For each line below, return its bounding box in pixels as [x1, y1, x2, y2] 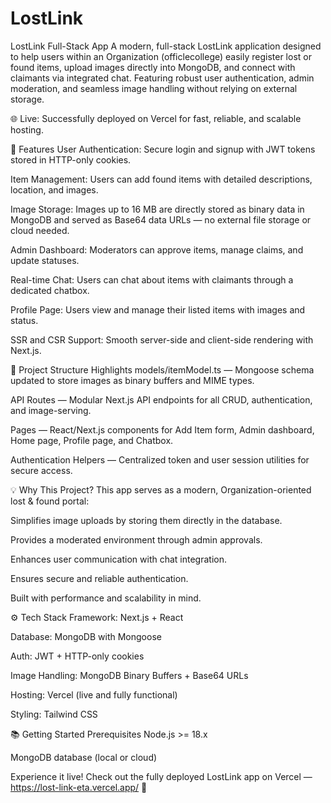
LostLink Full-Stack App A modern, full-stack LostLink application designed [10, 40, 322, 52]
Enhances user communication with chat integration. [10, 553, 228, 565]
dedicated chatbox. [10, 284, 90, 296]
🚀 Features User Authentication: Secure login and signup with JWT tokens [10, 143, 316, 155]
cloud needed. [10, 224, 70, 236]
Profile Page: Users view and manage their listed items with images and [10, 303, 306, 316]
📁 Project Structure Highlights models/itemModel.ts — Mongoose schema [10, 363, 315, 376]
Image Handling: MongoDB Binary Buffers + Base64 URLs [10, 669, 249, 681]
